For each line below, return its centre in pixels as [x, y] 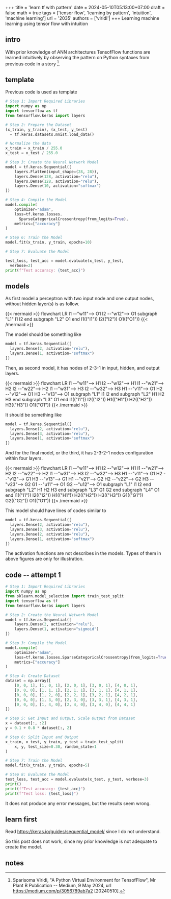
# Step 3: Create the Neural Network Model [52, 162]
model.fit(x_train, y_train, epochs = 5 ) [48, 765]
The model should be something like [43, 334]
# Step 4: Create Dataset [33, 676]
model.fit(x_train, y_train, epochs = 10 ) [49, 242]
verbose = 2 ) [21, 265]
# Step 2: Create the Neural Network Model [52, 615]
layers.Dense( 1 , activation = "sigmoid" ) [57, 629]
